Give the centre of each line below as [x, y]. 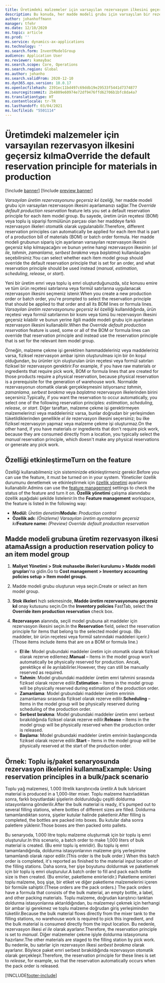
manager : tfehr [21, 23]
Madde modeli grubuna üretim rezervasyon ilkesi [82, 539]
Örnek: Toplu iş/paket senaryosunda [62, 761]
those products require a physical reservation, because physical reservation [82, 376]
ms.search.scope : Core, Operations [41, 65]
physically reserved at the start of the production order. [75, 746]
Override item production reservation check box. [63, 612]
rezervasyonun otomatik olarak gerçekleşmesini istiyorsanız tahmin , [74, 387]
